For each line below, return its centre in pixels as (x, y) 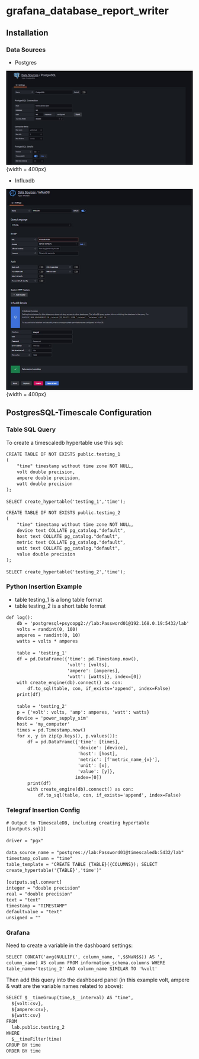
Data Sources (26, 50)
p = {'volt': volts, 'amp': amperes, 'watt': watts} (83, 712)
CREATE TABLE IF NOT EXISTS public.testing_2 (63, 513)
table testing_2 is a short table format (60, 606)
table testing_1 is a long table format (58, 599)
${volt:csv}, (28, 1004)
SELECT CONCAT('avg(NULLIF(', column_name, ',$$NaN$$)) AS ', (84, 957)
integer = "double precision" (44, 888)
